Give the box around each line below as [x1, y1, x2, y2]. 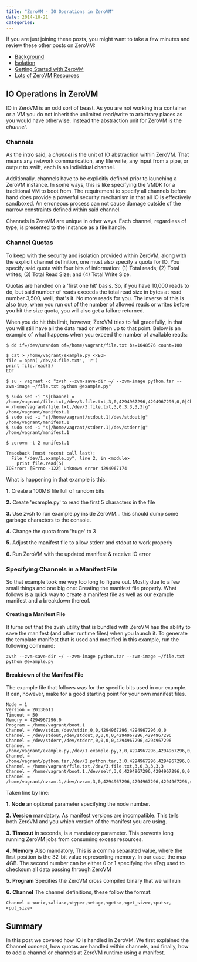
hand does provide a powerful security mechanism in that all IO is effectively [6, 194, 191, 201]
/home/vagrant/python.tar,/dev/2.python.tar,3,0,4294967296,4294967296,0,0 [6, 758, 195, 764]
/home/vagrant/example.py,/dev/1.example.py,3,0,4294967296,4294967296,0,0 [6, 748, 195, 754]
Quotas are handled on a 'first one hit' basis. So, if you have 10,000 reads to [6, 282, 189, 289]
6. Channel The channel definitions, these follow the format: [6, 889, 152, 896]
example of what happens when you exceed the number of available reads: [6, 331, 188, 338]
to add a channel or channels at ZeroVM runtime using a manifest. [6, 949, 165, 956]
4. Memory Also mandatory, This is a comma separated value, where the [6, 847, 183, 855]
